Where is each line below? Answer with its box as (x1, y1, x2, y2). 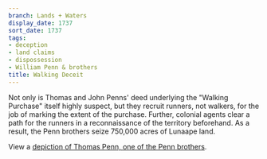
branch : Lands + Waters (8, 11, 88, 20)
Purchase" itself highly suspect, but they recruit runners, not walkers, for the (8, 101, 260, 111)
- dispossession (8, 56, 62, 64)
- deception (8, 41, 48, 49)
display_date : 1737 (8, 19, 73, 27)
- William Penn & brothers (8, 64, 98, 72)
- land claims (8, 48, 56, 56)
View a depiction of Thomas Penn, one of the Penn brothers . (8, 142, 207, 151)
